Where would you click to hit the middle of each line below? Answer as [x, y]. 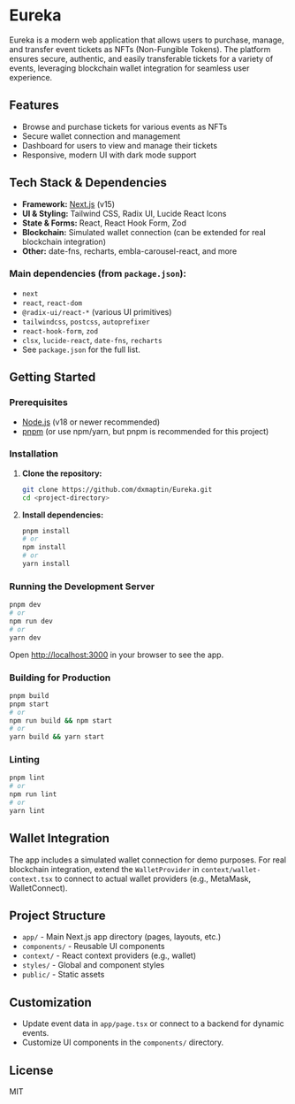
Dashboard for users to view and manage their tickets [120, 145]
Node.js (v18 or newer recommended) [91, 422]
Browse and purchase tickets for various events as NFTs [125, 126]
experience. [31, 77]
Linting [24, 760]
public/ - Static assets [63, 975]
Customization [51, 1002]
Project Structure [57, 916]
